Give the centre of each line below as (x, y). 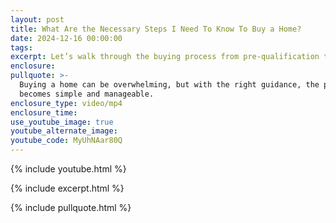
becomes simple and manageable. (87, 94)
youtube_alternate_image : (64, 131)
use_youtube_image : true (62, 122)
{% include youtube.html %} (68, 169)
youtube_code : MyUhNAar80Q (66, 141)
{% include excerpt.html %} (67, 188)
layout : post (37, 19)
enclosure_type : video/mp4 (66, 103)
